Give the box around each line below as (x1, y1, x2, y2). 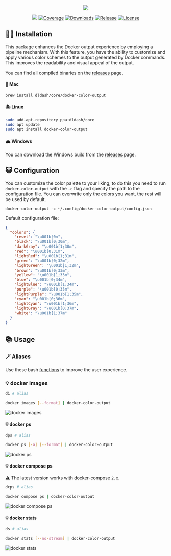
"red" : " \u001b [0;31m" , (14, 249, 65, 254)
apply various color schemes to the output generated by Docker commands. (5, 54, 166, 60)
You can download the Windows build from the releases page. (5, 151, 136, 158)
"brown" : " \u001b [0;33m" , (14, 268, 70, 273)
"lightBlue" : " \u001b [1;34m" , (14, 282, 79, 287)
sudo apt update (5, 122, 40, 127)
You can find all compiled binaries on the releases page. (5, 70, 124, 76)
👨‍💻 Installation (5, 30, 53, 38)
